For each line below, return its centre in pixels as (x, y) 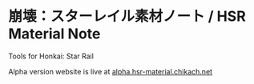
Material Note (54, 34)
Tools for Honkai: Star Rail (51, 56)
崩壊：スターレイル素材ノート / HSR (127, 16)
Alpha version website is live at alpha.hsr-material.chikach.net (111, 71)
